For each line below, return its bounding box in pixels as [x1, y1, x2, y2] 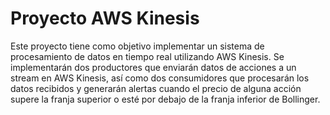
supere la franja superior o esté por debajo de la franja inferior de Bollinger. [10, 93, 321, 105]
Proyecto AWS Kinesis [10, 7, 200, 30]
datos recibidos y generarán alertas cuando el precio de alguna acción [10, 82, 302, 94]
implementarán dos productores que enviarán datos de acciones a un [10, 61, 297, 73]
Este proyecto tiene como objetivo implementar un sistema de [10, 40, 265, 52]
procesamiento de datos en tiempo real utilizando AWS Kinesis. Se [10, 50, 285, 62]
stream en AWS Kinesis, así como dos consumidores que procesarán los [10, 72, 310, 84]
